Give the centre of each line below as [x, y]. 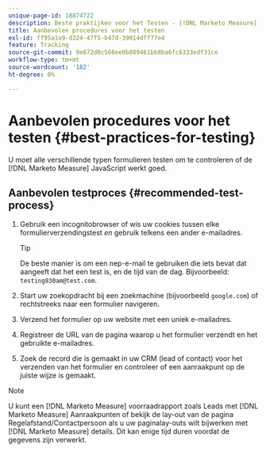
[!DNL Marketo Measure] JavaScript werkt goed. [88, 168]
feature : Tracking [39, 45]
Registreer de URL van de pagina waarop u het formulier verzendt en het [139, 335]
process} [31, 205]
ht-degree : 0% [32, 75]
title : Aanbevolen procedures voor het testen [87, 30]
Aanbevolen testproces [67, 192]
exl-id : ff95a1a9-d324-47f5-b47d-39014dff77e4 [87, 38]
